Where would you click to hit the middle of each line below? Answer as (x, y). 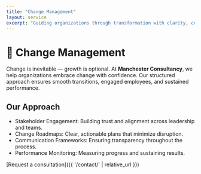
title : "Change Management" (41, 12)
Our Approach (33, 107)
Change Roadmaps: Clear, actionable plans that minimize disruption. (99, 134)
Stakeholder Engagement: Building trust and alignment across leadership (105, 121)
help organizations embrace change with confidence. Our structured (91, 75)
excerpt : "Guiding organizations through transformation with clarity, (97, 23)
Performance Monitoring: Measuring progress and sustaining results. (100, 153)
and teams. (29, 128)
